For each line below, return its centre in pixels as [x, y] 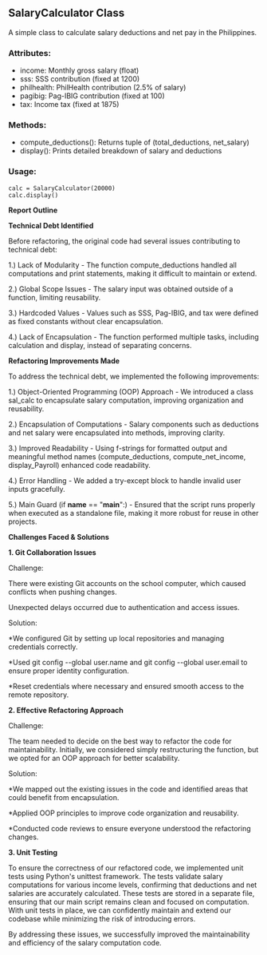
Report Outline [33, 210]
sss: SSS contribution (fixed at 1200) [80, 79]
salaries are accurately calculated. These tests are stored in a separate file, [132, 893]
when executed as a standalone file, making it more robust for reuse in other [133, 513]
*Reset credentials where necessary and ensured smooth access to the [126, 686]
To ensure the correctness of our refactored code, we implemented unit [126, 868]
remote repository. [39, 695]
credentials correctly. [43, 647]
